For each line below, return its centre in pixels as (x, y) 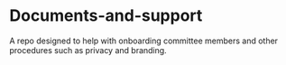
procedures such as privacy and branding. (88, 50)
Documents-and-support (106, 16)
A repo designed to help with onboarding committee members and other (143, 41)
